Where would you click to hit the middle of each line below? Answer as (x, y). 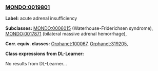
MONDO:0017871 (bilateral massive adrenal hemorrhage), (66, 34)
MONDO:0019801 (28, 7)
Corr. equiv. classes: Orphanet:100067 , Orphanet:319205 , (67, 44)
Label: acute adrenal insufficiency (41, 19)
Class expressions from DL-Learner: (45, 54)
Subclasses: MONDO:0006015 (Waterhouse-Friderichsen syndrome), (79, 28)
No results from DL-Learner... (36, 64)
